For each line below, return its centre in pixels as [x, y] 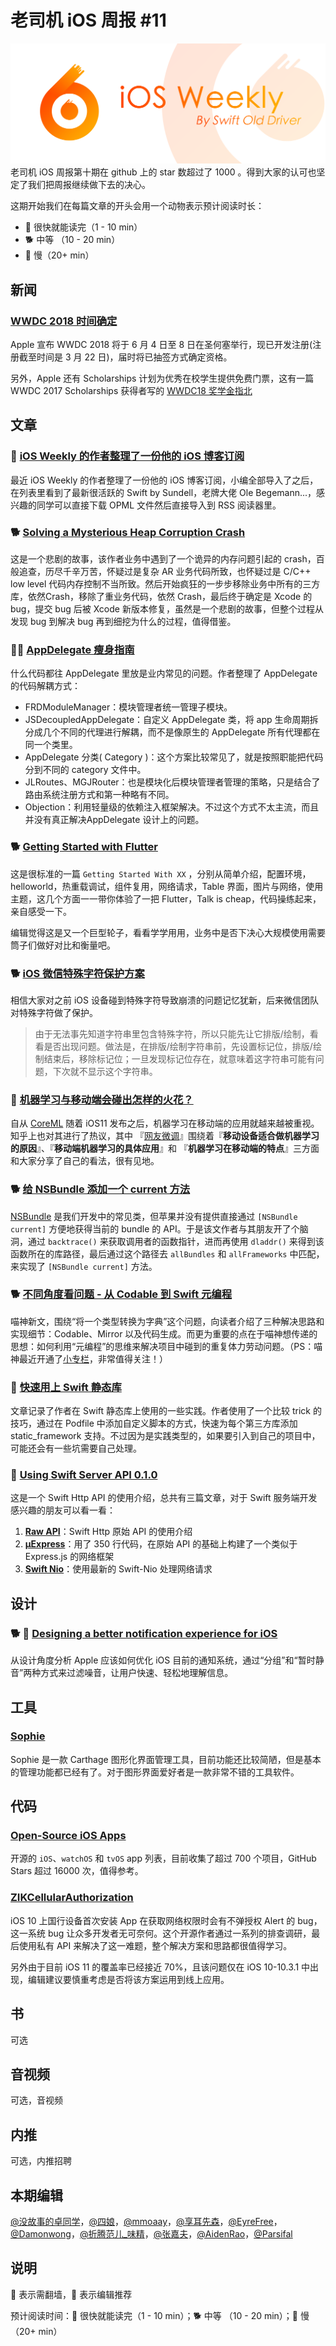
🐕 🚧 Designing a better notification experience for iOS [144, 1633]
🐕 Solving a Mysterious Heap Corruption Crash [128, 532]
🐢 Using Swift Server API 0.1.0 [84, 1475]
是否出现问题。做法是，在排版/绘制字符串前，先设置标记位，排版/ [178, 1046]
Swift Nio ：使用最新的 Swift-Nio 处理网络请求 [118, 1569]
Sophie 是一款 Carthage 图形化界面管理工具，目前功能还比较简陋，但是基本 [166, 1759]
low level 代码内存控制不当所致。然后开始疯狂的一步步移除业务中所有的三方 [165, 584]
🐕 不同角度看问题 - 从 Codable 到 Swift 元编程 [121, 1294]
